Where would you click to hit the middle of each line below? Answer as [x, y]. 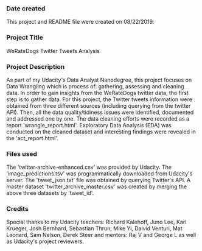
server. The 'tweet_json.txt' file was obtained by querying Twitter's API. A [99, 180]
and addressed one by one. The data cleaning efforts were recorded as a [98, 118]
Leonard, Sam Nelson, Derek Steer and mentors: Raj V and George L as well [101, 235]
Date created [26, 9]
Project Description [36, 66]
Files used [22, 154]
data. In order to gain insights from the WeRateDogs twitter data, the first [97, 93]
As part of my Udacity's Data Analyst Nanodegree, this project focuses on [99, 80]
